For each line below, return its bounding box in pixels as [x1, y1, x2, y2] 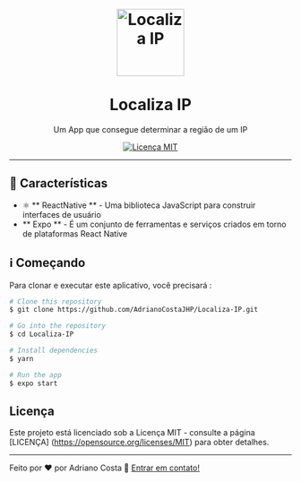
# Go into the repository [9, 322, 106, 331]
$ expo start [9, 379, 58, 388]
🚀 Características [9, 176, 108, 191]
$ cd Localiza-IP [9, 330, 74, 339]
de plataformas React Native [21, 228, 128, 239]
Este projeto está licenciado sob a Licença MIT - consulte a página [9, 427, 255, 438]
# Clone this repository [9, 297, 102, 306]
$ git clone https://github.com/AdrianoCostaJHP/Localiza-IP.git [9, 306, 258, 314]
